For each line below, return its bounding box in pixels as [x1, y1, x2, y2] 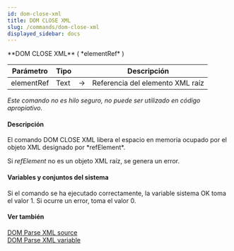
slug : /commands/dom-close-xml [7, 23, 100, 30]
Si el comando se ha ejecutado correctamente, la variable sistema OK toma [7, 189, 226, 197]
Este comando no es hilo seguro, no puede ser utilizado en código [7, 96, 201, 105]
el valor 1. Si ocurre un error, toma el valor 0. [7, 196, 136, 205]
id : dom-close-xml [7, 10, 62, 18]
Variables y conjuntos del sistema [7, 173, 109, 182]
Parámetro [11, 66, 48, 76]
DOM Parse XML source [7, 228, 78, 237]
